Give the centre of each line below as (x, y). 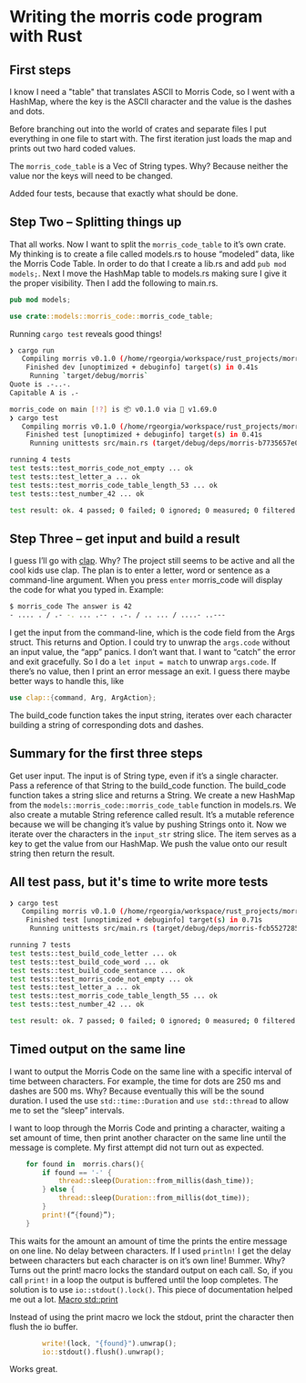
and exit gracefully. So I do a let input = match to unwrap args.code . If (143, 661)
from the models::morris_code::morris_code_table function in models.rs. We (153, 805)
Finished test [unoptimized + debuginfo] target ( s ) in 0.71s (144, 920)
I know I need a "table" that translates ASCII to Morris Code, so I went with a (153, 92)
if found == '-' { (77, 1172)
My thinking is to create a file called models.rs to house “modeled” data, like (152, 254)
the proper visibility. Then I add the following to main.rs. (114, 283)
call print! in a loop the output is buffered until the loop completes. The (144, 1280)
